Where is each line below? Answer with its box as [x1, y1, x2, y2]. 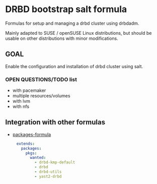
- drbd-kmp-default [34, 160, 75, 165]
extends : [16, 141, 35, 146]
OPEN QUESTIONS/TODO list [5, 76, 77, 83]
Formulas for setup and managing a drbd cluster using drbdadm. [5, 20, 139, 26]
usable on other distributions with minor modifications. [5, 35, 118, 41]
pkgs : [25, 150, 37, 156]
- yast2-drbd [34, 174, 62, 179]
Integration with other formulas [5, 118, 106, 127]
